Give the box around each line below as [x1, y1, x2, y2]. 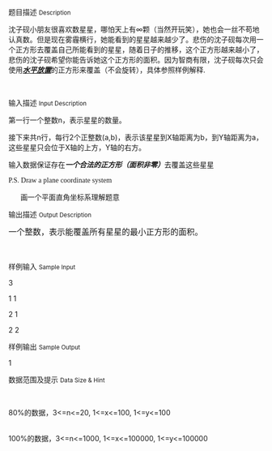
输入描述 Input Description [8, 98, 87, 107]
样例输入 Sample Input [8, 262, 76, 271]
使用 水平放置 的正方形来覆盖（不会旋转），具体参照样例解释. [8, 65, 206, 75]
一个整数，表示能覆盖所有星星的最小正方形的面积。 [8, 227, 204, 237]
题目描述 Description [8, 7, 71, 17]
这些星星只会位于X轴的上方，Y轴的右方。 [8, 143, 147, 152]
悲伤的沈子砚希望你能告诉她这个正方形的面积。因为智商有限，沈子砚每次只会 [8, 55, 264, 64]
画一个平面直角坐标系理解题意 [19, 192, 120, 202]
